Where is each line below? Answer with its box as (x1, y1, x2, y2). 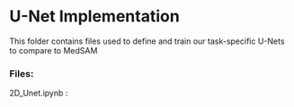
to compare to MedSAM (9, 45, 98, 55)
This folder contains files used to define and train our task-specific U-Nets (9, 36, 285, 46)
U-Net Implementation (9, 6, 180, 27)
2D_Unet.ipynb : (9, 87, 68, 99)
